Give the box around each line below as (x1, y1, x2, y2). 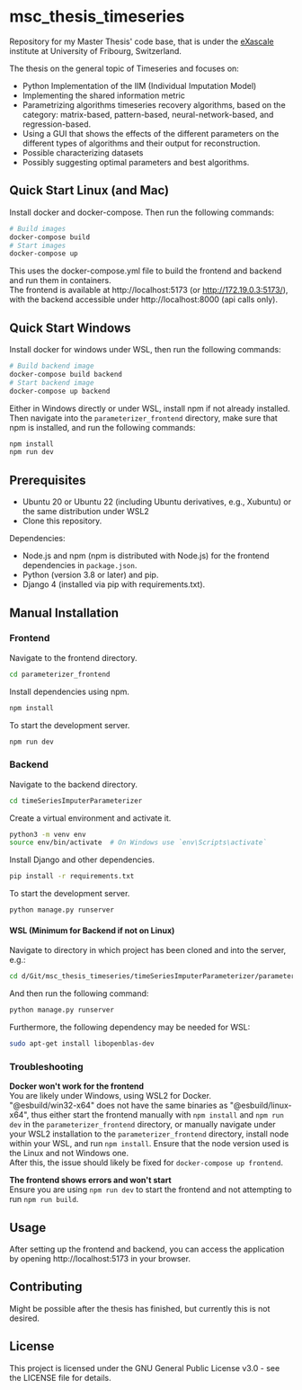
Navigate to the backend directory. (9, 779, 138, 789)
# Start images (9, 241, 67, 250)
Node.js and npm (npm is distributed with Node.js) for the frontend (22, 550, 270, 561)
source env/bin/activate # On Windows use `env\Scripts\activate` (9, 838, 268, 847)
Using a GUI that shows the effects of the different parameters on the (22, 128, 280, 138)
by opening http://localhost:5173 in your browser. (9, 1253, 191, 1264)
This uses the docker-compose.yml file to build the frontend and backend (9, 265, 282, 276)
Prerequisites (9, 472, 86, 487)
